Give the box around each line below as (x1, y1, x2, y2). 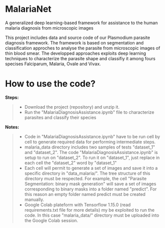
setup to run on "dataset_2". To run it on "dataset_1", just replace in (24, 154, 160, 160)
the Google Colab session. (24, 217, 78, 223)
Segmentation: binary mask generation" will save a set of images (24, 181, 157, 187)
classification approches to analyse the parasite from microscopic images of (5, 45, 161, 51)
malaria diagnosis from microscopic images (5, 25, 94, 31)
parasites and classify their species (24, 114, 97, 120)
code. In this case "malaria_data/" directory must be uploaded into (24, 212, 159, 218)
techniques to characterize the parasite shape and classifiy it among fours (5, 55, 156, 61)
